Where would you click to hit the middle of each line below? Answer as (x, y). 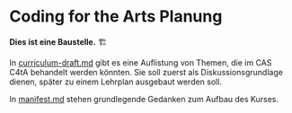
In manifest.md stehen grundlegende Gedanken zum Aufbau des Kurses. (144, 99)
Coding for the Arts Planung (116, 17)
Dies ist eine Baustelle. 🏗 (58, 41)
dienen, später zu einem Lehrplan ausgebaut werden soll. (116, 82)
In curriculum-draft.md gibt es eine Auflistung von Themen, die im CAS (141, 62)
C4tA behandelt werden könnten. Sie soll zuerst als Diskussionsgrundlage (146, 72)
